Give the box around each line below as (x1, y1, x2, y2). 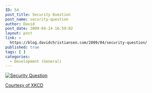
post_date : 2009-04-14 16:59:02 (5, 26, 73, 31)
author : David (5, 21, 35, 27)
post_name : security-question (5, 17, 69, 22)
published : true (5, 45, 39, 50)
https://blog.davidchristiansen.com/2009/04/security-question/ (10, 40, 147, 45)
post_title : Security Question (5, 12, 71, 17)
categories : (5, 54, 30, 59)
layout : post (5, 31, 33, 36)
